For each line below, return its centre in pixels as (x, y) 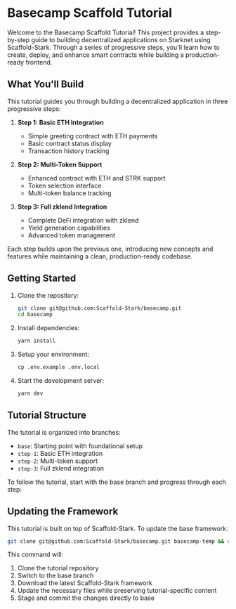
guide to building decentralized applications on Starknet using (121, 39)
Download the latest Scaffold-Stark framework (85, 583)
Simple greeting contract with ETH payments (93, 136)
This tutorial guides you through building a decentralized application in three (118, 101)
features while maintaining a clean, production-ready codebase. (100, 256)
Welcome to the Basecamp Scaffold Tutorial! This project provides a (106, 32)
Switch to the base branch (55, 576)
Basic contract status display (70, 143)
